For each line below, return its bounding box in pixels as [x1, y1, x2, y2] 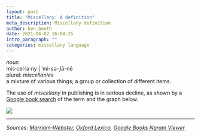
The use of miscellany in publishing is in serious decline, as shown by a [6, 89, 182, 96]
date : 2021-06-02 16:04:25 [6, 31, 74, 37]
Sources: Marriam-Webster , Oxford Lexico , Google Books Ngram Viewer [6, 124, 185, 131]
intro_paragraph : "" [6, 36, 58, 42]
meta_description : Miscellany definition [6, 20, 111, 26]
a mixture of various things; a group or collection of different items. [6, 77, 172, 84]
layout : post [6, 8, 39, 15]
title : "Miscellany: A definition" [6, 14, 95, 20]
